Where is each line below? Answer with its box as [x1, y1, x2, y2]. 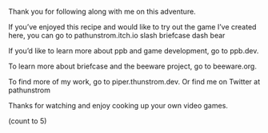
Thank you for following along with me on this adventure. [8, 7, 196, 16]
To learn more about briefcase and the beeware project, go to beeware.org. [8, 61, 258, 71]
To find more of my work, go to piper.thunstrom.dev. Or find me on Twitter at [8, 77, 261, 86]
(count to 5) [8, 116, 47, 126]
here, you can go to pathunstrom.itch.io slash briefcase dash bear [8, 31, 226, 40]
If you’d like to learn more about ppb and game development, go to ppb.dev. [8, 46, 259, 55]
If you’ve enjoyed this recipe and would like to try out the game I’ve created [8, 22, 257, 31]
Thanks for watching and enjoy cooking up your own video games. [8, 101, 228, 110]
